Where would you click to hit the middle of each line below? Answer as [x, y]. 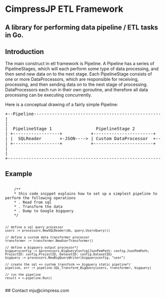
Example [19, 174]
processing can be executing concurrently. [49, 95]
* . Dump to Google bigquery [44, 211]
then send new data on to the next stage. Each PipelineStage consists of [79, 74]
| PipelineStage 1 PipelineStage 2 [70, 129]
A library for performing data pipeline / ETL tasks [82, 27]
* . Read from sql [33, 203]
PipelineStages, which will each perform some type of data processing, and [82, 69]
